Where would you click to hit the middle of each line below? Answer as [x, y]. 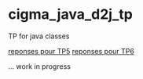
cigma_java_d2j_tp [71, 14]
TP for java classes [39, 36]
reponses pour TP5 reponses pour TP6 [71, 51]
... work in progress [39, 66]
